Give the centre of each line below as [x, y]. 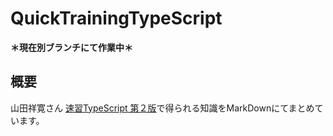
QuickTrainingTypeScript [116, 18]
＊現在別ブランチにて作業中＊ [71, 47]
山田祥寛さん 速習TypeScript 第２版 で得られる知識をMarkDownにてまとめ [162, 108]
